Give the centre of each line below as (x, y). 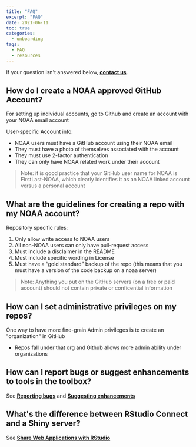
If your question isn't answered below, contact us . (67, 72)
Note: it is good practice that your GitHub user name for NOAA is (99, 173)
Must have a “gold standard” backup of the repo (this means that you (98, 264)
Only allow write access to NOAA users (62, 239)
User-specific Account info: (40, 132)
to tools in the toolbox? (49, 381)
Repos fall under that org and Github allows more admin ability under (98, 347)
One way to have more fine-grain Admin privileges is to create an (85, 330)
